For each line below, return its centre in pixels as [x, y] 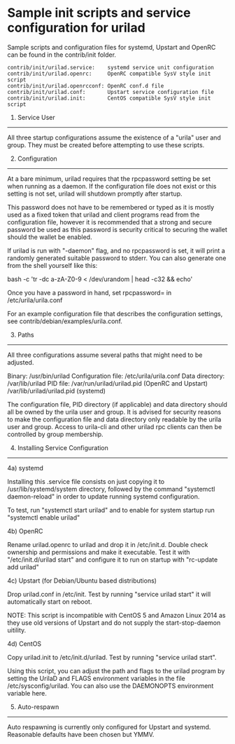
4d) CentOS [24, 644]
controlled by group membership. [55, 434]
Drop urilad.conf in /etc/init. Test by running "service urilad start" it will [109, 594]
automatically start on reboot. [50, 602]
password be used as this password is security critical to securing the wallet [117, 229]
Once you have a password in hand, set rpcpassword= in [90, 292]
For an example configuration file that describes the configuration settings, [115, 313]
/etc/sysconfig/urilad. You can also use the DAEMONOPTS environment [111, 686]
